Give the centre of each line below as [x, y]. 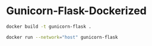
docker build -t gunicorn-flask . [49, 27]
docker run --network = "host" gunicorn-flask [62, 37]
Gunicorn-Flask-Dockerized [77, 11]
